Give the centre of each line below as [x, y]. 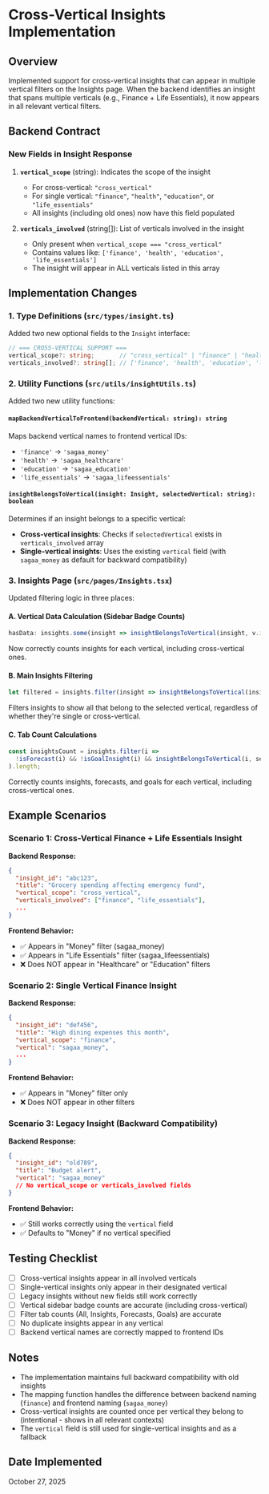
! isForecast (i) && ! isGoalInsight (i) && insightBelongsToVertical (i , [134, 759]
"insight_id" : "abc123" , [57, 878]
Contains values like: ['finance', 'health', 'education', [128, 252]
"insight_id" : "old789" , [57, 1163]
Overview [33, 61]
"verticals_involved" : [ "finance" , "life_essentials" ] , [110, 901]
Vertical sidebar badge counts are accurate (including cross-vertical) [134, 1305]
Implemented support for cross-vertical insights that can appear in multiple [132, 81]
